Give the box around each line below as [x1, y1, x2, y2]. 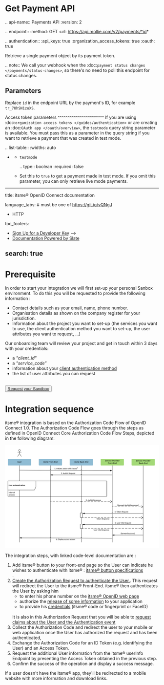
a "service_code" [12, 360, 47, 366]
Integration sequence [5, 404, 94, 415]
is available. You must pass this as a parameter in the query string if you [5, 130, 150, 136]
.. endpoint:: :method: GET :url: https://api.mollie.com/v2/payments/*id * [5, 28, 149, 34]
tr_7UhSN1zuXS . [5, 105, 35, 110]
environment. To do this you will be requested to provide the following [5, 290, 145, 296]
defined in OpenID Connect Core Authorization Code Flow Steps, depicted [5, 430, 155, 436]
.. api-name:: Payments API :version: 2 [5, 19, 82, 25]
